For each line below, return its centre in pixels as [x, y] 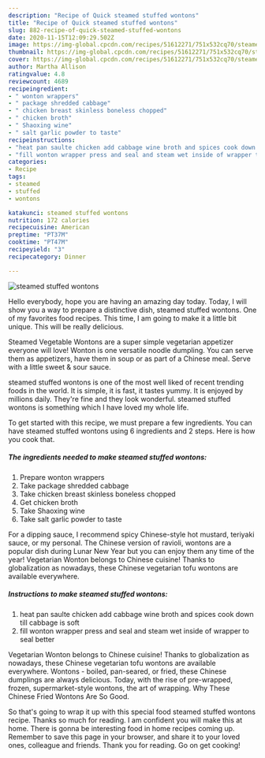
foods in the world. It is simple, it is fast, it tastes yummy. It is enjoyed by [125, 390]
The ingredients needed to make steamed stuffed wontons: [108, 457]
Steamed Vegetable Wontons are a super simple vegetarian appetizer [121, 342]
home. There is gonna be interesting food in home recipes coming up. [121, 728]
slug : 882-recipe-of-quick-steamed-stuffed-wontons [95, 30]
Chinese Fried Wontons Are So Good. [69, 696]
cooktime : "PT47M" [38, 242]
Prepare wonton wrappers [62, 477]
